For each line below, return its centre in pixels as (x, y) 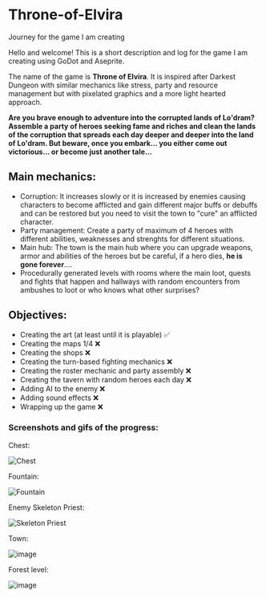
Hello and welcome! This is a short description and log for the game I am (128, 52)
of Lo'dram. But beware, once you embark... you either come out (118, 143)
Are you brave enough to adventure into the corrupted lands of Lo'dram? (131, 117)
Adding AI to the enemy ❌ (62, 388)
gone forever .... (46, 264)
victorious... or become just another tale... (80, 152)
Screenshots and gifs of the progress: (83, 428)
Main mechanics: (52, 177)
